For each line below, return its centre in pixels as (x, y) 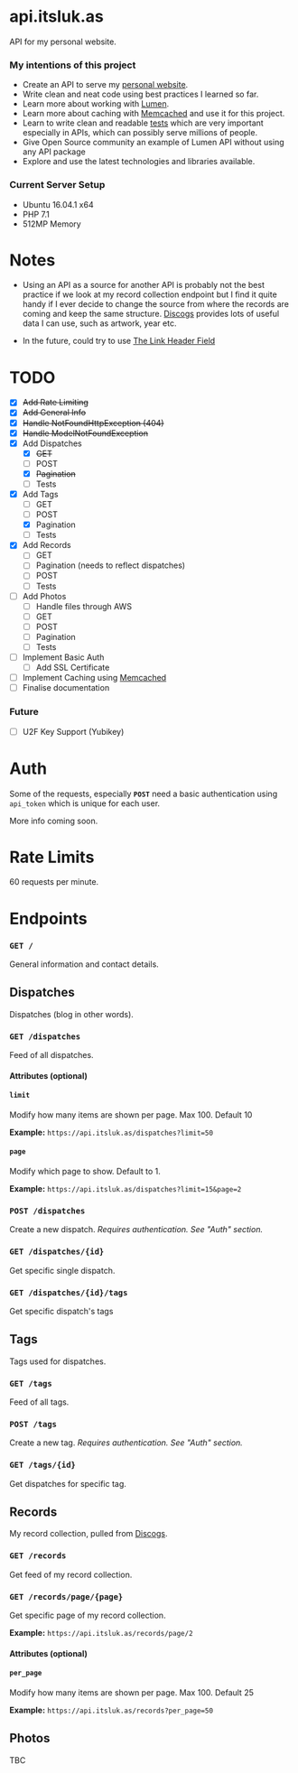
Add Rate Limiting (55, 403)
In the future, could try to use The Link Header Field (119, 341)
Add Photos (44, 596)
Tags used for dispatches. (58, 1361)
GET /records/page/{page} (66, 1597)
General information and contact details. (84, 964)
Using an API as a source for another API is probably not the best (143, 285)
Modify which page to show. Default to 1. (85, 1172)
